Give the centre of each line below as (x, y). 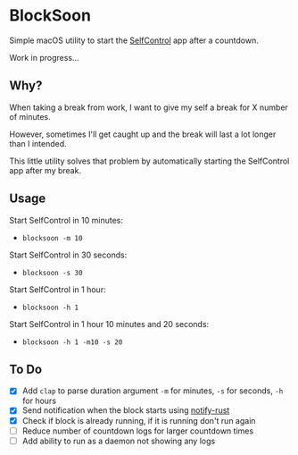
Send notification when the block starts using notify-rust (126, 410)
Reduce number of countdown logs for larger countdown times (138, 431)
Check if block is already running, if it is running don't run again (139, 420)
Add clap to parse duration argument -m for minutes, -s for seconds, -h (153, 391)
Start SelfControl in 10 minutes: (66, 220)
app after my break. (46, 170)
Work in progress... (44, 57)
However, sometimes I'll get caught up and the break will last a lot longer (143, 134)
